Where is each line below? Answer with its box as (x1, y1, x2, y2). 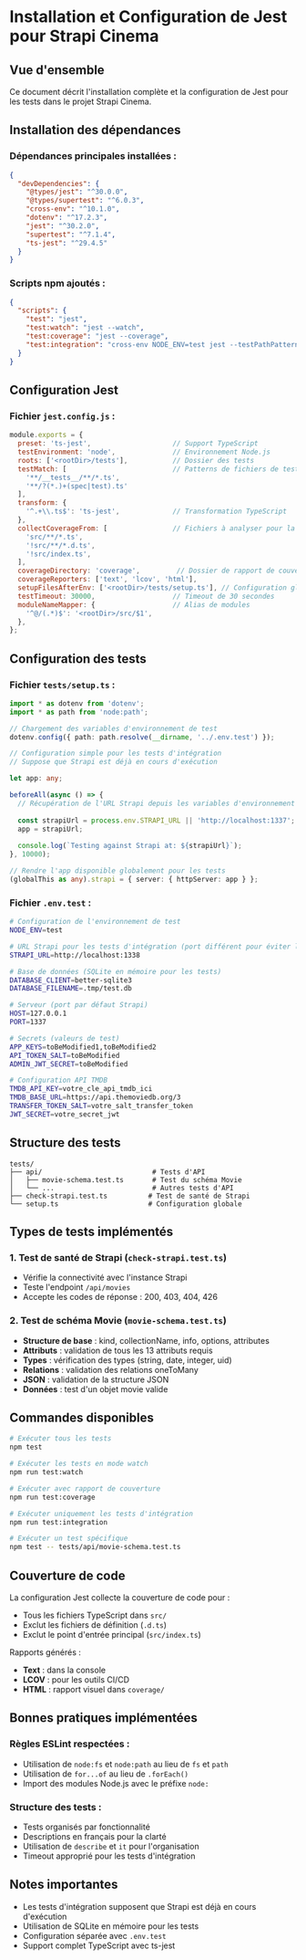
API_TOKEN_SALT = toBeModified (9, 1051, 120, 1060)
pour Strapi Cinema (9, 26, 159, 47)
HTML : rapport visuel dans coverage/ (22, 1683, 166, 1694)
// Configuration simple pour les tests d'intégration (9, 749, 222, 759)
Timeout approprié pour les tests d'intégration (22, 1850, 196, 1861)
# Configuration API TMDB (9, 1075, 107, 1085)
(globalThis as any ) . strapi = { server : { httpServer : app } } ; (9, 875, 259, 884)
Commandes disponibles (9, 1410, 155, 1425)
